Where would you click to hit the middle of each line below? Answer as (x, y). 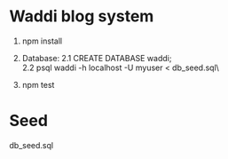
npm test (38, 84)
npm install (42, 41)
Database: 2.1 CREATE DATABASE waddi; (97, 58)
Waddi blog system (82, 16)
